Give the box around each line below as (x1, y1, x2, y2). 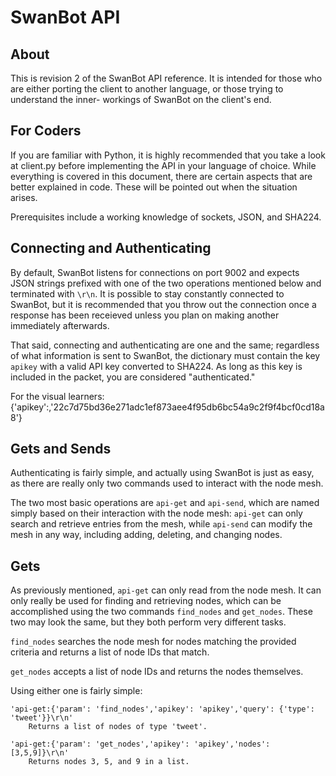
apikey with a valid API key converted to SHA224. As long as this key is (10, 360, 303, 372)
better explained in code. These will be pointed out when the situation (10, 181, 298, 193)
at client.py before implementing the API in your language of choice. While (10, 159, 317, 171)
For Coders (10, 122, 82, 140)
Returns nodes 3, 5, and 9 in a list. (28, 757, 190, 767)
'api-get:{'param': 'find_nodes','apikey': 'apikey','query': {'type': (10, 704, 315, 715)
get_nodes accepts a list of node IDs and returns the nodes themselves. (10, 666, 304, 678)
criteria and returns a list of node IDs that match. (10, 646, 210, 658)
